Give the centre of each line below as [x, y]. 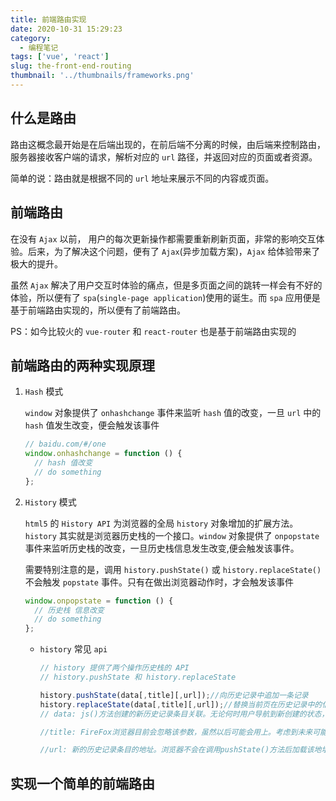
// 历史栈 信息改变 [69, 610]
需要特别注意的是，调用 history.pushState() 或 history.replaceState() [173, 569]
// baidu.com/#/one [65, 444]
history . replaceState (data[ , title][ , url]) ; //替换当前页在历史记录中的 [181, 704]
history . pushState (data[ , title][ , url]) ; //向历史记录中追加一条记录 [174, 695]
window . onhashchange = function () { [103, 454]
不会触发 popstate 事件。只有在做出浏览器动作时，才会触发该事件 [159, 582]
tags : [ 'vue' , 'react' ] [60, 57]
